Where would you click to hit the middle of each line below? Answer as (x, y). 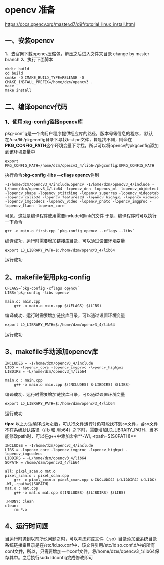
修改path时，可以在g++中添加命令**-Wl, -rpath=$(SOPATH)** (72, 436)
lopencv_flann (20, 206)
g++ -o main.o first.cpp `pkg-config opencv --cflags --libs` (70, 231)
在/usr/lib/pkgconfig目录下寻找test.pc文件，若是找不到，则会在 (69, 140)
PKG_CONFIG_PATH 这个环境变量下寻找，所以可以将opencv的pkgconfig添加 (82, 146)
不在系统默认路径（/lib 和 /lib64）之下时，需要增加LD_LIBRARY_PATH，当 (80, 430)
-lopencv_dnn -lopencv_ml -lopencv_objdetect (112, 189)
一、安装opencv (30, 41)
